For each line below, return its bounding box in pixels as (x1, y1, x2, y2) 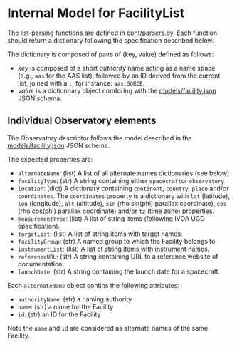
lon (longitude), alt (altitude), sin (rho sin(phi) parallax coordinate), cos (17, 199, 227, 207)
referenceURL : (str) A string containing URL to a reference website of (17, 252, 218, 261)
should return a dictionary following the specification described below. (7, 36, 214, 44)
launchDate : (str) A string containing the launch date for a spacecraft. (17, 267, 221, 276)
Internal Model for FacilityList (7, 5, 185, 21)
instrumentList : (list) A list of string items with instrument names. (17, 244, 210, 253)
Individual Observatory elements (7, 115, 157, 127)
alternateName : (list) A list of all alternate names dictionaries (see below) (17, 169, 230, 177)
